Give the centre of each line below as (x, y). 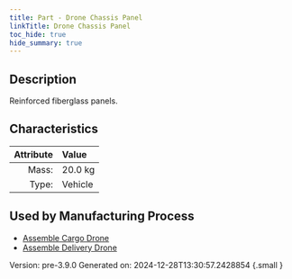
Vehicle (78, 184)
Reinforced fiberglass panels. (64, 101)
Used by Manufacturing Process (102, 216)
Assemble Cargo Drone (66, 238)
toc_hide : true (38, 34)
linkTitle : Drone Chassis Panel (70, 26)
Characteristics (54, 129)
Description (43, 79)
